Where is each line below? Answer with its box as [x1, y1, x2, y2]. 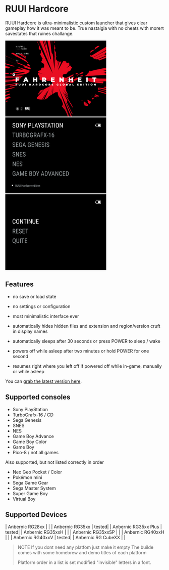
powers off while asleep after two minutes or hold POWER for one [12, 347, 149, 354]
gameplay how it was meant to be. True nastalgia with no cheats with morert [5, 25, 164, 31]
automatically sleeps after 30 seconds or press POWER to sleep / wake [12, 338, 160, 344]
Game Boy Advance [12, 433, 54, 439]
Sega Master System [12, 485, 57, 491]
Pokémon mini [12, 474, 42, 480]
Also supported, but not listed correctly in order [5, 459, 104, 465]
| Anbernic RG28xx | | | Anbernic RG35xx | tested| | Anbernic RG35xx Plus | [5, 524, 162, 530]
